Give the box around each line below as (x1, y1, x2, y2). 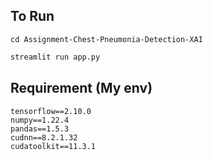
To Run (10, 8, 55, 25)
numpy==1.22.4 (10, 115, 70, 125)
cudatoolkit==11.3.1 (10, 141, 97, 151)
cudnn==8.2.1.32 (10, 132, 78, 143)
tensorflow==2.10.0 (10, 106, 92, 116)
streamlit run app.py (10, 52, 101, 62)
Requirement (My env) (10, 80, 153, 97)
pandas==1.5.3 (10, 124, 70, 134)
